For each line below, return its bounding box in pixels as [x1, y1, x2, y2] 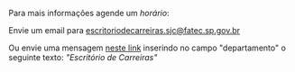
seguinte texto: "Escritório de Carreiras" [8, 52, 158, 62]
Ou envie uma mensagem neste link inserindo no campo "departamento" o [8, 42, 286, 53]
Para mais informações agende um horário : [8, 8, 170, 18]
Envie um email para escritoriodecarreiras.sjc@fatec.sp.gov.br [8, 25, 241, 35]
